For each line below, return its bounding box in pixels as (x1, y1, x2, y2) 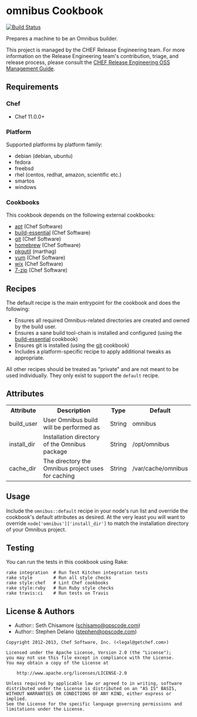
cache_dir (9, 464, 36, 472)
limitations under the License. (6, 706, 85, 712)
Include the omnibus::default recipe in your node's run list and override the (6, 507, 188, 514)
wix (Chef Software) (14, 260, 63, 268)
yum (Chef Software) (14, 254, 66, 261)
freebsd (14, 164, 34, 171)
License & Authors (6, 606, 75, 616)
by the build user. (14, 323, 57, 330)
